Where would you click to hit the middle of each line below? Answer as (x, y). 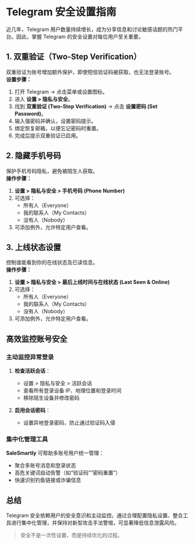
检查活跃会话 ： (32, 371)
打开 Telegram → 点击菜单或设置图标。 (61, 92)
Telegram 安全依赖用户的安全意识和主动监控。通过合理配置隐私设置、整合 (95, 515)
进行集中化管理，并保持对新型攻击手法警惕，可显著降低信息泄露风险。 (95, 523)
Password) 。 (30, 113)
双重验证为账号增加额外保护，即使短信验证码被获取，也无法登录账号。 (90, 72)
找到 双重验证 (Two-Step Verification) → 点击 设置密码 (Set (86, 106)
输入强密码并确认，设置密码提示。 (55, 121)
